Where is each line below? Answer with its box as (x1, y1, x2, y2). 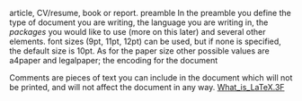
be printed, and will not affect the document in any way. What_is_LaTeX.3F (9, 82, 285, 92)
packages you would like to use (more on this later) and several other (9, 27, 266, 37)
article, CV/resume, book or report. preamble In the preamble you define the (9, 8, 292, 18)
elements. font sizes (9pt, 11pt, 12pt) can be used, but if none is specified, (9, 36, 281, 46)
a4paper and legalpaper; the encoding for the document (9, 55, 218, 65)
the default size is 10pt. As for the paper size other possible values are (9, 46, 270, 56)
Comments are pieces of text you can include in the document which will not (9, 72, 293, 83)
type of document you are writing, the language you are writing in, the (9, 17, 269, 28)
